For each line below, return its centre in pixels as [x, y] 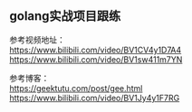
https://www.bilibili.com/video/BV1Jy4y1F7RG [95, 98]
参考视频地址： [37, 40]
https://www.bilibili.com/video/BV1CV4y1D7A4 [96, 50]
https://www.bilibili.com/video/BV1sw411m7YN [96, 59]
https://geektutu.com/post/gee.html [76, 88]
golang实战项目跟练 [65, 16]
